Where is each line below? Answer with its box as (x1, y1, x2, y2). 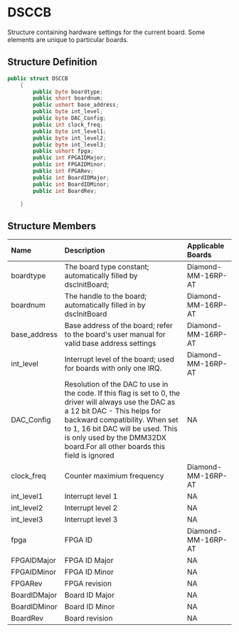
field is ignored (64, 451, 115, 460)
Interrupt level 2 (64, 503, 118, 513)
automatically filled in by (64, 300, 146, 310)
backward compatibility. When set (64, 415, 179, 425)
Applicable (187, 241, 225, 251)
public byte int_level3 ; (33, 141, 107, 148)
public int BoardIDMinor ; (33, 181, 110, 188)
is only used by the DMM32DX (64, 433, 167, 443)
